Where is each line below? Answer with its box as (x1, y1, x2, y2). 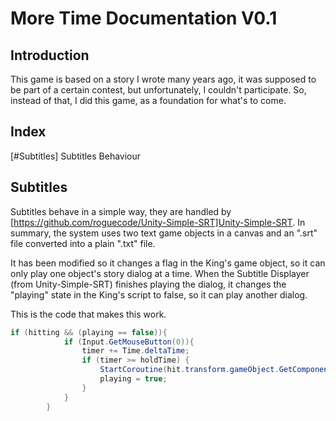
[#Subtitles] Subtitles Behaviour (10, 150, 142, 162)
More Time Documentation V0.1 (10, 7, 278, 30)
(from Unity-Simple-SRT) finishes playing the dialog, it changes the (10, 278, 287, 290)
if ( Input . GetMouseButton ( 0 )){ (63, 337, 195, 347)
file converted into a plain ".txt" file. (10, 237, 156, 249)
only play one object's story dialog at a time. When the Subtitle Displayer (10, 267, 310, 279)
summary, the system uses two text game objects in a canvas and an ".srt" (10, 227, 318, 239)
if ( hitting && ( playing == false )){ (10, 327, 168, 337)
